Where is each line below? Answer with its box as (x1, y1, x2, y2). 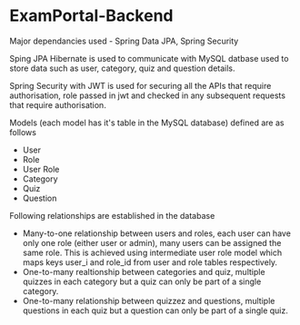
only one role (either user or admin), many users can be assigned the (22, 237, 282, 248)
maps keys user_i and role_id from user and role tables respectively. (22, 256, 278, 268)
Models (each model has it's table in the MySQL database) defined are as (9, 117, 285, 128)
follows (9, 126, 36, 137)
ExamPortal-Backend (9, 5, 174, 26)
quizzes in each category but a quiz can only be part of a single (22, 276, 262, 287)
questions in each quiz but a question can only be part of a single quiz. (22, 305, 289, 316)
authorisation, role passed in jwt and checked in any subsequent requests (9, 90, 286, 101)
